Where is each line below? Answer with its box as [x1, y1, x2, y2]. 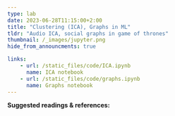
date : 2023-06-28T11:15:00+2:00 [7, 17, 102, 24]
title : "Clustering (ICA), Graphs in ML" [7, 23, 131, 30]
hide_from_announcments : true [7, 43, 97, 50]
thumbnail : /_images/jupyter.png [7, 37, 106, 44]
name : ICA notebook [25, 68, 83, 76]
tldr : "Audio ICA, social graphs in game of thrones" [7, 30, 169, 37]
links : [7, 56, 27, 63]
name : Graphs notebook [25, 82, 93, 89]
